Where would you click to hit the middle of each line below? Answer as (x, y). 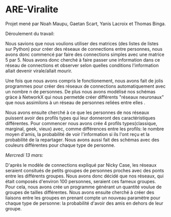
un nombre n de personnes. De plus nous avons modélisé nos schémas (80, 91)
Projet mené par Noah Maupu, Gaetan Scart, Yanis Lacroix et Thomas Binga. (86, 24)
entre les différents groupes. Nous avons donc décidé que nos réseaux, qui (84, 176)
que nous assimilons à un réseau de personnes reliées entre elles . (75, 102)
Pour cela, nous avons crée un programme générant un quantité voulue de (83, 187)
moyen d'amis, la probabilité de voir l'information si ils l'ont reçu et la (77, 134)
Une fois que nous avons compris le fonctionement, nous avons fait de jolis (84, 81)
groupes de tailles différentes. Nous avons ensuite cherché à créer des (80, 192)
